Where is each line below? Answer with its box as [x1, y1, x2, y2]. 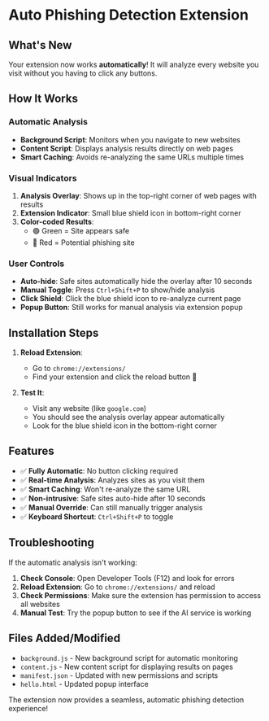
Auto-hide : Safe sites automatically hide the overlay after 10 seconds [20, 277, 253, 286]
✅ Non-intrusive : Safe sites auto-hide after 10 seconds [20, 493, 206, 503]
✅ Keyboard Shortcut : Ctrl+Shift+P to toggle [20, 511, 174, 522]
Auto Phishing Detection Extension [8, 6, 249, 24]
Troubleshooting [8, 535, 95, 550]
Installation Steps [8, 326, 99, 339]
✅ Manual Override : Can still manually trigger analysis [20, 502, 203, 512]
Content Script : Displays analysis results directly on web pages [20, 143, 234, 153]
